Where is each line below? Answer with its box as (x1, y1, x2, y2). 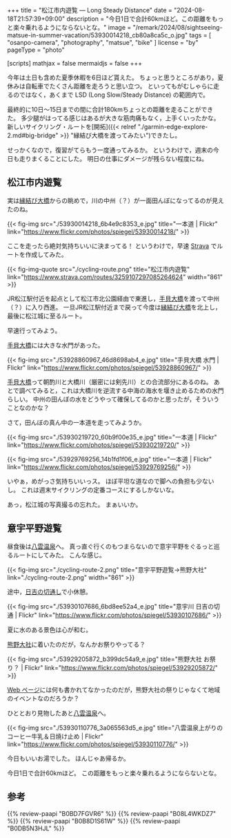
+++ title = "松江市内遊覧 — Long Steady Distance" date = (7, 6, 172, 14)
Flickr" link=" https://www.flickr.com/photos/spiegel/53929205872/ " (24, 663, 219, 672)
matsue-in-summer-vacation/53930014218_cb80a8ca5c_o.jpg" (7, 31, 188, 39)
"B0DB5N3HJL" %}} (7, 824, 65, 832)
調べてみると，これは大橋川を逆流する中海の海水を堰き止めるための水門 (19, 386, 224, 394)
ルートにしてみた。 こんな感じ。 (12, 551, 106, 559)
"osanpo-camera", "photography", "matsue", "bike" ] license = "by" (7, 39, 199, 46)
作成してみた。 (25, 250, 68, 258)
